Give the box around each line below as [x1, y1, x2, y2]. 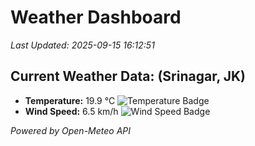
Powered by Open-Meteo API [10, 124, 132, 136]
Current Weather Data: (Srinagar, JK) [10, 68, 247, 85]
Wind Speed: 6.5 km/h [24, 105, 119, 117]
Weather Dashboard [10, 6, 182, 29]
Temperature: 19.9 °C [24, 94, 116, 106]
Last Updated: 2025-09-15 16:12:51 [10, 39, 155, 51]
